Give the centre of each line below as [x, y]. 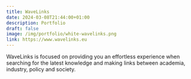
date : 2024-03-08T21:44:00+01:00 [48, 17]
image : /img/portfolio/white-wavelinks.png [62, 34]
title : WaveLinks [28, 12]
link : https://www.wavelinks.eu [47, 39]
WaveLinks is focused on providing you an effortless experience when [93, 57]
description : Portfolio [36, 23]
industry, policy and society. [41, 69]
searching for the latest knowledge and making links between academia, [96, 63]
